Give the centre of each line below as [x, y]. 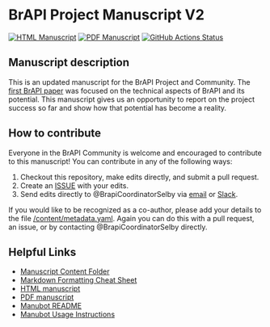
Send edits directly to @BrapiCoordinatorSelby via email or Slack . [129, 194]
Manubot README [51, 306]
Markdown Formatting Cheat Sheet [78, 280]
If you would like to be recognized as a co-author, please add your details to [135, 210]
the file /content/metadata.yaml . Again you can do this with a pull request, [131, 218]
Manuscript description [69, 63]
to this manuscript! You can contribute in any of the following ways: [120, 161]
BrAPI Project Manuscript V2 [106, 15]
